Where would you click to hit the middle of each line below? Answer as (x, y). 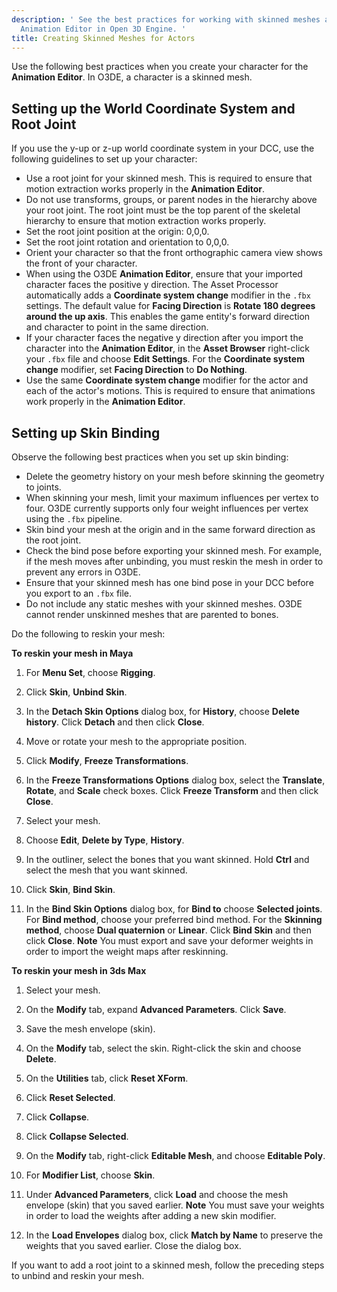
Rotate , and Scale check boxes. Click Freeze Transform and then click (172, 790)
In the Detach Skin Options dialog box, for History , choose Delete (162, 711)
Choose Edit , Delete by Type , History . (105, 840)
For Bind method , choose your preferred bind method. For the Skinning (174, 919)
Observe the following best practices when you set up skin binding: (150, 457)
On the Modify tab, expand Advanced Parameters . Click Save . (156, 1009)
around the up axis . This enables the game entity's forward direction (168, 317)
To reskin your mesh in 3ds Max (79, 970)
